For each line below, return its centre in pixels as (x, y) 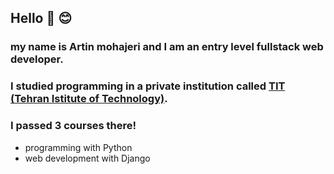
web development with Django (87, 158)
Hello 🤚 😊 (41, 18)
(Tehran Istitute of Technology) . (89, 99)
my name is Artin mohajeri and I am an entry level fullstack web (167, 47)
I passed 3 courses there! (73, 126)
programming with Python (78, 147)
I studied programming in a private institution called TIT (148, 86)
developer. (37, 59)
